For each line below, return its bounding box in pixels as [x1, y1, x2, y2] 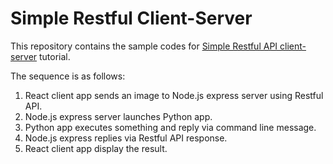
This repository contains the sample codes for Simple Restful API [10, 40, 278, 52]
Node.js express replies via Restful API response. [24, 132, 228, 144]
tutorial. [39, 50, 71, 62]
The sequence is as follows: [10, 70, 126, 82]
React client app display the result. [24, 142, 168, 154]
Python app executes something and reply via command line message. [24, 121, 317, 133]
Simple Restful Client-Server [10, 7, 253, 30]
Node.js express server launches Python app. [24, 110, 213, 122]
